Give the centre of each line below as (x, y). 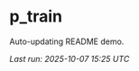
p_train (36, 17)
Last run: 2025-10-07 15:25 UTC (69, 58)
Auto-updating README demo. (67, 41)
